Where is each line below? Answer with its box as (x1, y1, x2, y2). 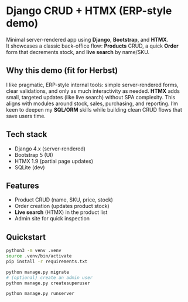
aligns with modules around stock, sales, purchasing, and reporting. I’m (6, 100, 179, 107)
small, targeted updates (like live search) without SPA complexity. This (6, 93, 176, 100)
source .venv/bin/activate (6, 253, 72, 259)
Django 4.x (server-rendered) (14, 145, 86, 152)
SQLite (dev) (14, 163, 45, 171)
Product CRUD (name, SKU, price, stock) (14, 196, 113, 203)
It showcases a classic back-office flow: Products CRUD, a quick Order (6, 42, 179, 49)
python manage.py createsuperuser (6, 280, 91, 286)
